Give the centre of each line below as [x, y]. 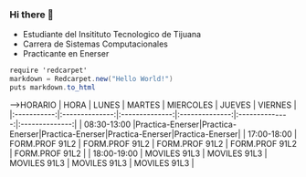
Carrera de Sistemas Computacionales [95, 44]
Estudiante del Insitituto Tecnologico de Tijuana [112, 35]
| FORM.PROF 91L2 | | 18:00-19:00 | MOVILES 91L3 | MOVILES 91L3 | [138, 153]
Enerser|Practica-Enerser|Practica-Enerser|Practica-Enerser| [125, 134]
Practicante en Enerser [66, 54]
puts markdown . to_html [53, 88]
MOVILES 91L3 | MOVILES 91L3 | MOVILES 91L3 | [102, 162]
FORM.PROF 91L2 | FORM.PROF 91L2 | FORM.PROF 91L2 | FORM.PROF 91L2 [153, 143]
